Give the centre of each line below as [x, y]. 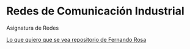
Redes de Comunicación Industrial [95, 11]
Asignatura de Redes [33, 28]
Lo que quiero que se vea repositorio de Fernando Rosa [76, 39]
